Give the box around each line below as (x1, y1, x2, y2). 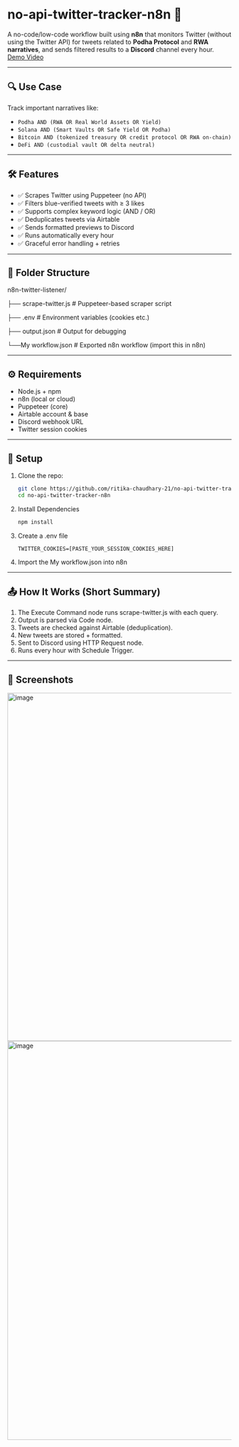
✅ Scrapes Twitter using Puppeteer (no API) (17, 190, 147, 199)
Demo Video (7, 53, 44, 61)
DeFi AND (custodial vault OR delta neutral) (17, 141, 155, 148)
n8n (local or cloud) (17, 395, 76, 404)
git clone (17, 485, 48, 492)
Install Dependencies (17, 504, 80, 513)
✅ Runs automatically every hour (17, 231, 115, 240)
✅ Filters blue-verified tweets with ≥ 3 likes (17, 199, 144, 208)
